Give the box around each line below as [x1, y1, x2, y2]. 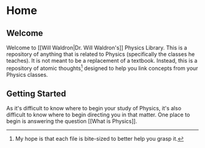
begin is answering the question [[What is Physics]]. [6, 118, 137, 125]
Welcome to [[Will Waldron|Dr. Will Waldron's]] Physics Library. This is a [6, 44, 187, 51]
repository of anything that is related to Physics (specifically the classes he [6, 51, 195, 58]
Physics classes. [6, 71, 48, 78]
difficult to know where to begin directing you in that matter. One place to [6, 111, 190, 119]
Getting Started [6, 89, 67, 99]
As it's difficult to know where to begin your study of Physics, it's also [6, 105, 182, 112]
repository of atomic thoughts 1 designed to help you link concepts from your [6, 63, 198, 72]
